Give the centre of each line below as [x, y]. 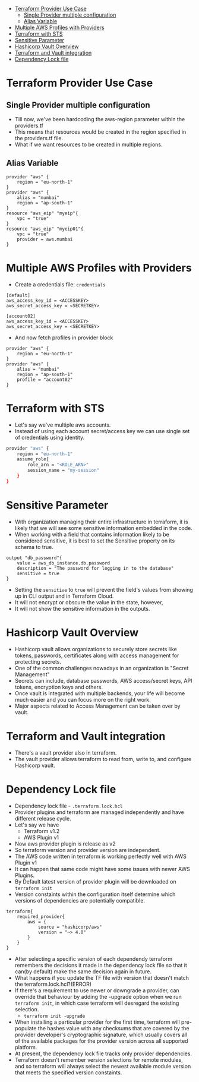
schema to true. [34, 547]
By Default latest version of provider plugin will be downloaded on [95, 881]
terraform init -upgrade [54, 1016]
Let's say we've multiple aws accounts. [63, 425]
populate [26, 1028]
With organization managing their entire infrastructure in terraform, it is [101, 522]
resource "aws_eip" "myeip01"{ [45, 229]
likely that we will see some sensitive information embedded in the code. [104, 528]
